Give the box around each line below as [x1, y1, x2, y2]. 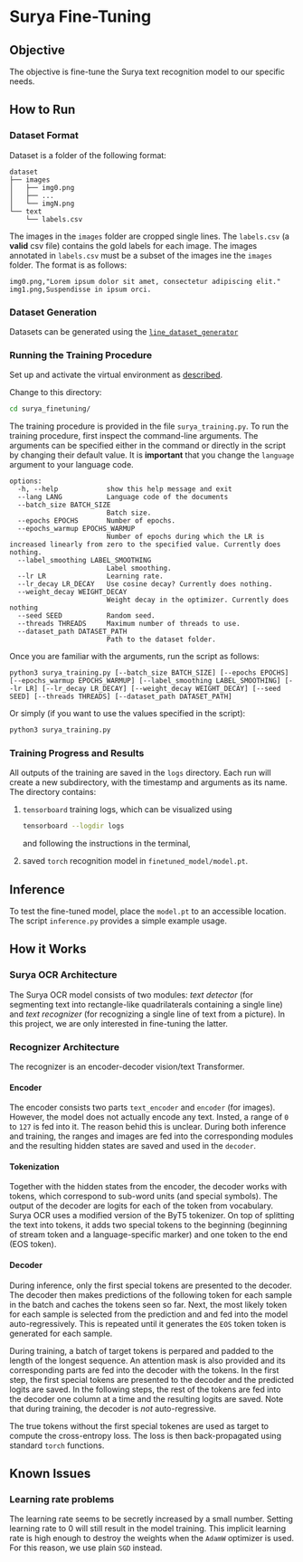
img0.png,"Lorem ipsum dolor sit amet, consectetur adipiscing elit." [9, 277, 281, 286]
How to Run [9, 102, 76, 118]
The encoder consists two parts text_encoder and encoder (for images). [9, 1102, 276, 1113]
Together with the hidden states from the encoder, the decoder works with [9, 1181, 288, 1192]
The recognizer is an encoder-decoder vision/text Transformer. [9, 1061, 245, 1072]
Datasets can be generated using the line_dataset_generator [9, 326, 239, 336]
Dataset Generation [9, 306, 98, 318]
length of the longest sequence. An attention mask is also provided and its [9, 1355, 287, 1366]
